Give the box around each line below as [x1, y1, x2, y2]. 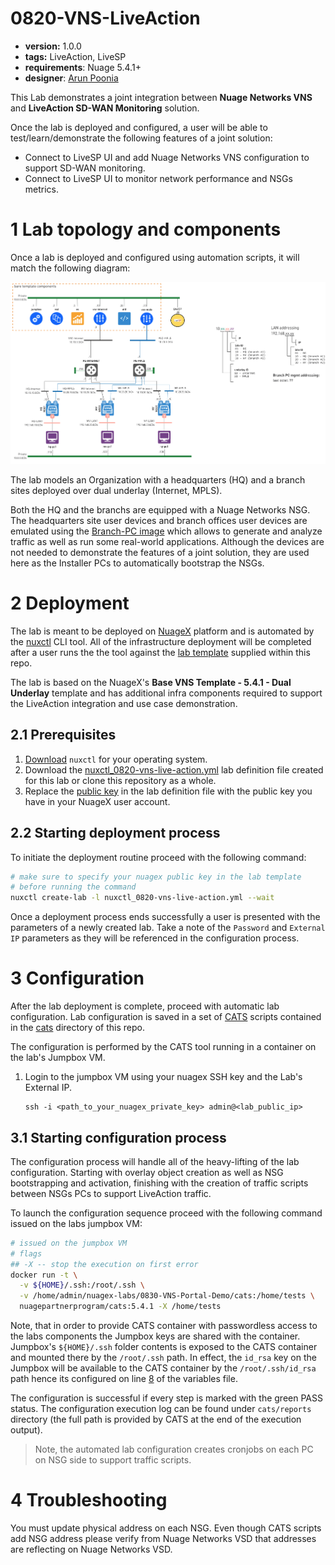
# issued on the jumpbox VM [10, 1238, 128, 1248]
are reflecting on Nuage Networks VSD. [10, 1543, 173, 1556]
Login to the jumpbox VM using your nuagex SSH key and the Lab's [24, 1071, 303, 1083]
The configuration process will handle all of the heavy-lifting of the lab [10, 1155, 300, 1167]
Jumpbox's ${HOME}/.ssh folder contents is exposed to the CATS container [10, 1341, 318, 1353]
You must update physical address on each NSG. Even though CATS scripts [10, 1522, 322, 1534]
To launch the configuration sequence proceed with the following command [10, 1207, 323, 1219]
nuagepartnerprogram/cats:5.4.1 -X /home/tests [19, 1302, 222, 1312]
